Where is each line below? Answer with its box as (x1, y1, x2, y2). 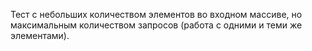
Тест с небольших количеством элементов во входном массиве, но (10, 9, 303, 20)
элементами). (10, 30, 70, 41)
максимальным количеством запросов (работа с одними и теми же (10, 19, 303, 31)
